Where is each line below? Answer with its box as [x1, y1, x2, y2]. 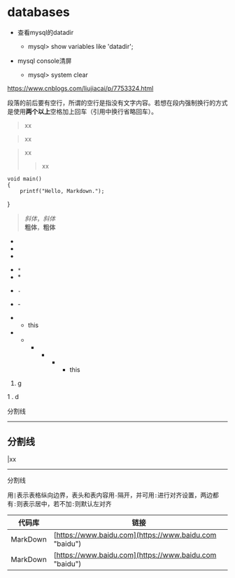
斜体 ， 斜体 [24, 214, 56, 222]
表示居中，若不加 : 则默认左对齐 [22, 499, 112, 507]
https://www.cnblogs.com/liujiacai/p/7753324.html [7, 84, 154, 92]
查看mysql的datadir [17, 28, 74, 36]
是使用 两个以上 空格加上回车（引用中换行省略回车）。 [7, 107, 157, 115]
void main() [7, 175, 42, 182]
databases [7, 4, 70, 20]
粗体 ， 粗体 [24, 223, 56, 231]
